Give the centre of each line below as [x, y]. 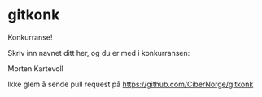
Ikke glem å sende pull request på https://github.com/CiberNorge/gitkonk [131, 84]
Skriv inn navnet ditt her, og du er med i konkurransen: [99, 53]
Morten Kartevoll [36, 68]
